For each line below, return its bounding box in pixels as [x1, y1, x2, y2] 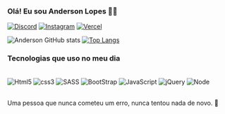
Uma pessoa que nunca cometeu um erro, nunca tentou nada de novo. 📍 [7, 99, 219, 108]
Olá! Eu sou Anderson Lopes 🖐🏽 [7, 6, 118, 16]
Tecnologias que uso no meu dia [7, 53, 121, 63]
